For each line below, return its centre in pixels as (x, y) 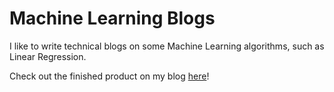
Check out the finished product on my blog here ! (109, 76)
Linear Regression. (48, 56)
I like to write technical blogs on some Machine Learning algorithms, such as (167, 46)
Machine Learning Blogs (112, 18)
